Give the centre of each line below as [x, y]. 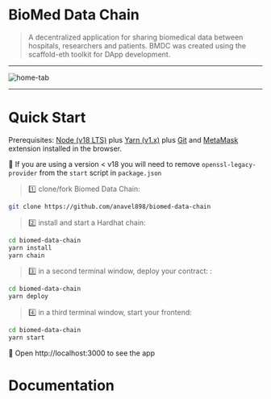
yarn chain [27, 256]
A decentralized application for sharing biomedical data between [135, 37]
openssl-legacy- [229, 164]
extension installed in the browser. [65, 148]
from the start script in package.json [100, 172]
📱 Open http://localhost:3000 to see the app [82, 353]
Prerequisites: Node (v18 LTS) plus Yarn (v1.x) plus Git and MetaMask [123, 139]
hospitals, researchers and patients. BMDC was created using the [137, 45]
